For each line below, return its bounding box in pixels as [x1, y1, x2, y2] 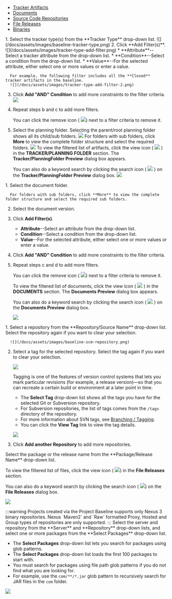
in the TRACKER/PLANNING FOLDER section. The [12, 150, 119, 156]
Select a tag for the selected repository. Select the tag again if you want [12, 349, 165, 354]
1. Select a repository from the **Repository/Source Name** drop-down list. [5, 324, 167, 330]
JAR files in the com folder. [12, 578, 68, 585]
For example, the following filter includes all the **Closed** [10, 73, 150, 79]
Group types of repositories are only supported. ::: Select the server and [5, 519, 158, 526]
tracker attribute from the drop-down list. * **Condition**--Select [24, 52, 165, 59]
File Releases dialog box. [5, 489, 59, 495]
